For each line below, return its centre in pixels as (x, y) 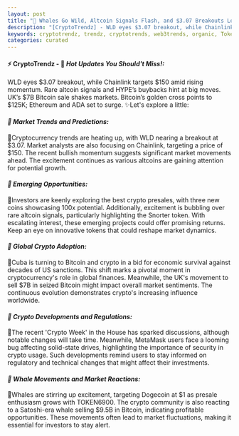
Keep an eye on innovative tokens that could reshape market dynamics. (112, 230)
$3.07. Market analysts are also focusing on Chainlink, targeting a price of (115, 145)
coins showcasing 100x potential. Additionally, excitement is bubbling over (116, 207)
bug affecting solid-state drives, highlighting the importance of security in (116, 348)
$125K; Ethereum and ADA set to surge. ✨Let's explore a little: (99, 105)
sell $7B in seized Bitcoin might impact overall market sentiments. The (110, 285)
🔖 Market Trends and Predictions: (58, 121)
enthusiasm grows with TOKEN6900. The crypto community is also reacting (118, 403)
